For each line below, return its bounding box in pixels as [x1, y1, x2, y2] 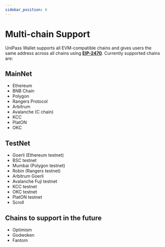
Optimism [12, 227, 32, 233]
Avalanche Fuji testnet [12, 178, 58, 184]
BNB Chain [12, 88, 35, 94]
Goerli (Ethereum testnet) [12, 152, 64, 158]
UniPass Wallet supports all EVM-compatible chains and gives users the [5, 45, 152, 51]
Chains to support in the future [5, 213, 102, 222]
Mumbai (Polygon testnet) [12, 163, 66, 168]
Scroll [12, 200, 24, 206]
